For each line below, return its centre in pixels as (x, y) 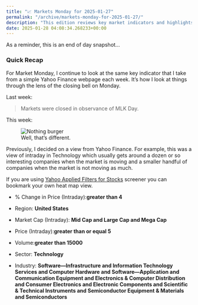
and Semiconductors (41, 297)
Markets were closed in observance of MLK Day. (80, 108)
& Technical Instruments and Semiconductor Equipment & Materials (99, 290)
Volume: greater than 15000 (49, 242)
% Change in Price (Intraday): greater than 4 (68, 197)
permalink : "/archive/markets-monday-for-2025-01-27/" (75, 17)
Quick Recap (25, 60)
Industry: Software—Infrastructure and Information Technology (94, 265)
